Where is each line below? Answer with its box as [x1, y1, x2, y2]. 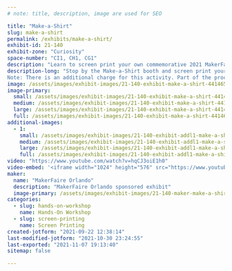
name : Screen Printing [19, 222, 85, 229]
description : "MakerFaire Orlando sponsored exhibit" [13, 183, 171, 190]
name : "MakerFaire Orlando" [13, 177, 95, 184]
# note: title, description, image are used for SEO [7, 10, 162, 17]
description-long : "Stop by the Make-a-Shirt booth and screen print [7, 67, 212, 75]
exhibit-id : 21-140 [7, 42, 64, 49]
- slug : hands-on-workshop [13, 203, 91, 209]
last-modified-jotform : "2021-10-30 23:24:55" [7, 234, 144, 242]
